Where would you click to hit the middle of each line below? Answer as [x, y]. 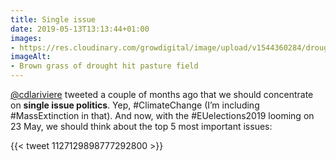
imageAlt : [31, 57]
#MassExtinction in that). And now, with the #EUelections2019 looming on [162, 115]
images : [26, 38]
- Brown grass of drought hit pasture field [104, 66]
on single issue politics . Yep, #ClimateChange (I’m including [135, 105]
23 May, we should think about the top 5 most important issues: [141, 126]
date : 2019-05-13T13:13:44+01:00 [80, 29]
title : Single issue [53, 19]
